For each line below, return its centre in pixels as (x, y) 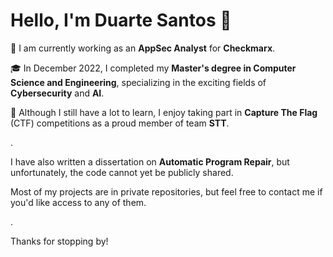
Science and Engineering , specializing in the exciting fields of (138, 82)
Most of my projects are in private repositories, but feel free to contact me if (166, 191)
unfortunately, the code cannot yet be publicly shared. (122, 172)
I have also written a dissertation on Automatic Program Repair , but (150, 161)
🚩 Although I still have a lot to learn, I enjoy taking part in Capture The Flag (164, 112)
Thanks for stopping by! (59, 241)
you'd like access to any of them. (78, 202)
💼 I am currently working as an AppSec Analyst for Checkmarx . (143, 48)
